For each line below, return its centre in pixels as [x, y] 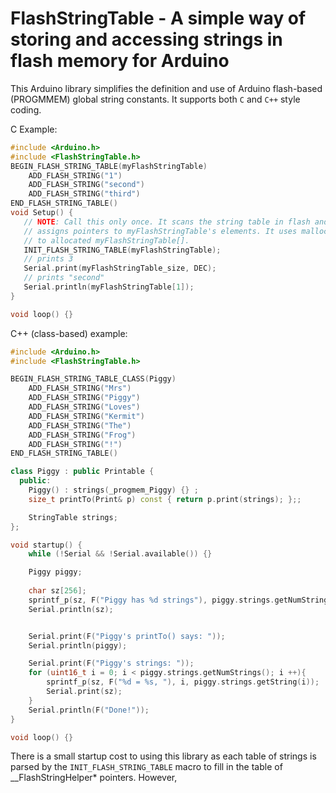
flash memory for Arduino [120, 61]
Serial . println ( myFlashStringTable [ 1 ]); [109, 287]
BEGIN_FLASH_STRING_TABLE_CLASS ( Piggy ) [93, 379]
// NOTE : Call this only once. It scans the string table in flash [167, 222]
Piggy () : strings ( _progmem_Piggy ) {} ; [113, 490]
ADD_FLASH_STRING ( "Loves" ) [84, 407]
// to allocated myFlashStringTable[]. [106, 240]
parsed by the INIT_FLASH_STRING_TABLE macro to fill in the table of [146, 767]
